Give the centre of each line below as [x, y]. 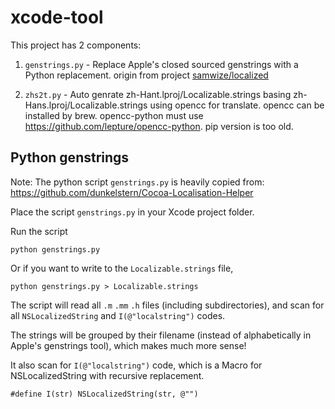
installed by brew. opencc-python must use [114, 115]
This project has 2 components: [76, 45]
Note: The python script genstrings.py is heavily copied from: [137, 182]
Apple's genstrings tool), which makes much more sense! [128, 345]
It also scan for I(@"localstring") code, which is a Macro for [136, 365]
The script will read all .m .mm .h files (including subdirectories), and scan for [167, 305]
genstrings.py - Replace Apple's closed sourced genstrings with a [161, 64]
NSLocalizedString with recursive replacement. [107, 375]
